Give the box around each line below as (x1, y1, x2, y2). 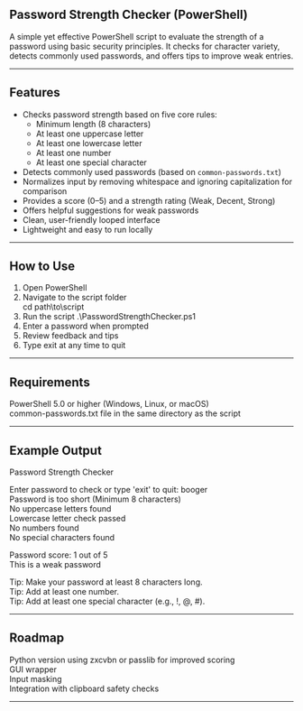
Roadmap (9, 631, 65, 646)
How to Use (9, 259, 76, 274)
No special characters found (9, 532, 115, 543)
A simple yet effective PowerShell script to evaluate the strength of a (9, 31, 264, 42)
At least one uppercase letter (35, 128, 144, 139)
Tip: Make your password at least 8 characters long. (9, 577, 203, 587)
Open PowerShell (22, 282, 87, 293)
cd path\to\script (22, 301, 85, 312)
